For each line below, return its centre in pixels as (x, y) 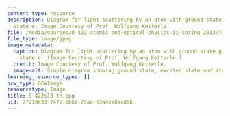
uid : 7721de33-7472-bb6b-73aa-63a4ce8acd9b (70, 102)
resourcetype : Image (37, 89)
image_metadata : (30, 45)
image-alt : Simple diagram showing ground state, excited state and (113, 70)
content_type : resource (41, 13)
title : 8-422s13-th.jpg (41, 96)
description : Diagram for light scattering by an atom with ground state (115, 20)
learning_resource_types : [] (49, 77)
